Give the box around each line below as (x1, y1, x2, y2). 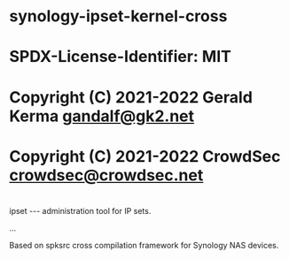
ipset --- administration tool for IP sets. (9, 205, 152, 216)
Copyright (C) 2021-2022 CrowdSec (9, 146, 281, 166)
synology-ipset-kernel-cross (9, 6, 228, 27)
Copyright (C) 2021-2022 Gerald (9, 87, 253, 107)
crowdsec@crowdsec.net (9, 165, 204, 185)
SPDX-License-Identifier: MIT (9, 47, 232, 67)
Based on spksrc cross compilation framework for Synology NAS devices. (9, 240, 279, 250)
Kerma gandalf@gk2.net (9, 106, 195, 126)
